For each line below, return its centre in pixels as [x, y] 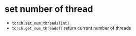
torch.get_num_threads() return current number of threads [71, 28]
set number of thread [49, 9]
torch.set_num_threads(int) [40, 23]
